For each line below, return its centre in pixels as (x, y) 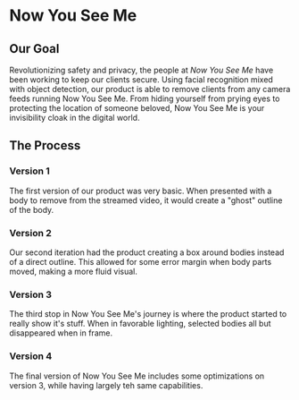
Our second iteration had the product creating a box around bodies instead (147, 252)
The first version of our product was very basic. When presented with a (141, 191)
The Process (45, 145)
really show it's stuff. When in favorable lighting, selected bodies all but (140, 324)
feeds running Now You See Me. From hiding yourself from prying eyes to (145, 98)
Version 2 (30, 233)
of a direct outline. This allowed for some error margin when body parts (141, 261)
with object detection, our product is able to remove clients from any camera (150, 89)
